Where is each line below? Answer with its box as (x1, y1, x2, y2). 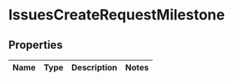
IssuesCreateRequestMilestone (8, 6, 225, 24)
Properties (8, 38, 63, 52)
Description (71, 62, 117, 73)
